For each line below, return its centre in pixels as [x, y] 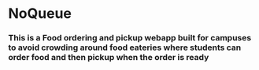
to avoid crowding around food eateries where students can [125, 47]
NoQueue [40, 14]
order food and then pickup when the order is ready [109, 58]
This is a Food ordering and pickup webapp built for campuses [130, 38]
